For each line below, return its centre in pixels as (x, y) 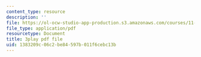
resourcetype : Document (36, 34)
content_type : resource (36, 12)
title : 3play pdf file (34, 39)
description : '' (26, 17)
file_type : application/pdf (41, 28)
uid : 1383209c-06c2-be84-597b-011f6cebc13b (61, 45)
